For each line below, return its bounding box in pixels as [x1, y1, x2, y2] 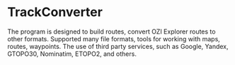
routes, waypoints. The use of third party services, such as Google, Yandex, [7, 42, 229, 50]
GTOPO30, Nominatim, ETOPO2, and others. [7, 50, 137, 58]
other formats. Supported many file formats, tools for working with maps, [7, 34, 221, 43]
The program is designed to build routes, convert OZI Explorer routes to [7, 27, 216, 36]
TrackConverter [7, 4, 103, 20]
